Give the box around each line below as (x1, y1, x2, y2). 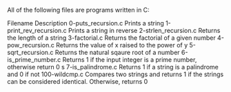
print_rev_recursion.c (7, 27, 67, 34)
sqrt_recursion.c (7, 48, 54, 56)
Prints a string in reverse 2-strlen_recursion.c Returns (68, 27, 221, 34)
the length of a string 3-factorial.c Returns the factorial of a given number (7, 34, 216, 42)
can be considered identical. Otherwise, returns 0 (7, 78, 148, 85)
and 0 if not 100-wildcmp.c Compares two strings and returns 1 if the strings (7, 70, 224, 78)
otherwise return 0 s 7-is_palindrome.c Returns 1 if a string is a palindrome (7, 63, 219, 71)
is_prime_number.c (7, 56, 61, 64)
